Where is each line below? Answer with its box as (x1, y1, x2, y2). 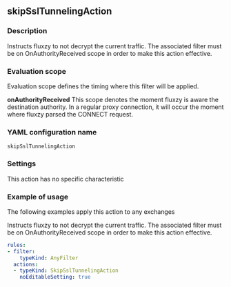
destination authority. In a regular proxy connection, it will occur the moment (7, 103, 224, 111)
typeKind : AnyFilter (19, 255, 79, 261)
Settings (7, 159, 37, 168)
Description (7, 26, 48, 36)
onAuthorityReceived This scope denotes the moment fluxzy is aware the (7, 95, 219, 103)
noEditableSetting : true (19, 274, 91, 281)
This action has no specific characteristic (7, 175, 124, 183)
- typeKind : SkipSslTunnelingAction (13, 267, 119, 275)
